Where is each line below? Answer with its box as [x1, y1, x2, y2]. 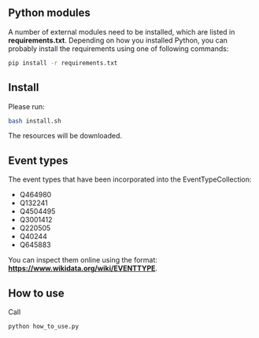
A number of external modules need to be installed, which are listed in [8, 27, 235, 36]
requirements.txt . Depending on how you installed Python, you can [8, 35, 228, 45]
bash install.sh [8, 117, 61, 125]
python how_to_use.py [8, 322, 80, 330]
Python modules [8, 6, 91, 20]
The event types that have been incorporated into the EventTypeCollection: [8, 175, 252, 184]
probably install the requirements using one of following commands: [8, 43, 229, 53]
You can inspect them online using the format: [8, 255, 157, 265]
